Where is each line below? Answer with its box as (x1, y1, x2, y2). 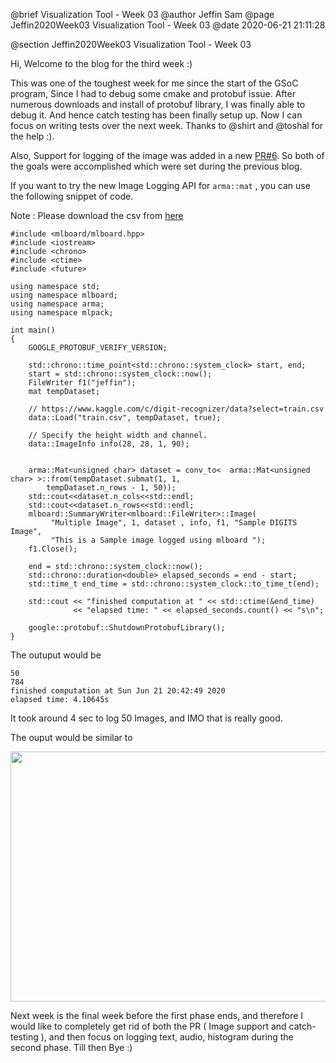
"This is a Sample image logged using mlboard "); (50, 535, 267, 545)
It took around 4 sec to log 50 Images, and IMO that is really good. (10, 712, 283, 724)
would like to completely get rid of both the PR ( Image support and (10, 1020, 287, 1032)
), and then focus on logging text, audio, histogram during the (40, 1031, 294, 1043)
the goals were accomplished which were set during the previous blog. (10, 160, 303, 172)
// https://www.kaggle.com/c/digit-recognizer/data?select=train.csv (28, 404, 325, 414)
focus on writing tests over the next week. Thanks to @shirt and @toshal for (10, 120, 324, 131)
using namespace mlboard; (10, 290, 118, 300)
